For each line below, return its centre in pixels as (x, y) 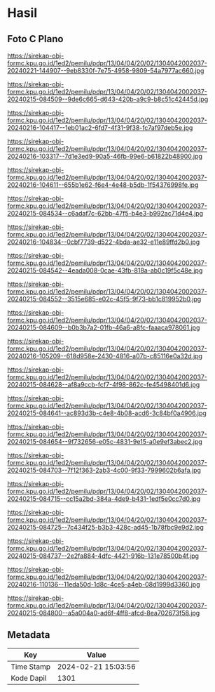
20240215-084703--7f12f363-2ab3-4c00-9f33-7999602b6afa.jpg (104, 470)
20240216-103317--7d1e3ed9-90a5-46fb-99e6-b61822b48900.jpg (105, 156)
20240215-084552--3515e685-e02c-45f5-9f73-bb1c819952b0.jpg (104, 299)
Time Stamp (31, 667)
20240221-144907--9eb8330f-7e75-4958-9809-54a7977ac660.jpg (106, 71)
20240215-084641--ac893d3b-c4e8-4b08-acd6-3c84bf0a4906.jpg (107, 413)
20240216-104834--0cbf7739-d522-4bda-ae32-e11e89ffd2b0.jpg (104, 242)
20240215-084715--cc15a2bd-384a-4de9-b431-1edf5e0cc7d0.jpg (104, 499)
